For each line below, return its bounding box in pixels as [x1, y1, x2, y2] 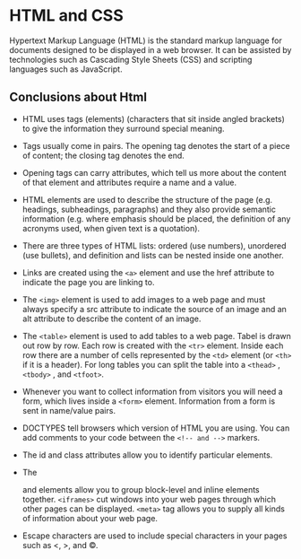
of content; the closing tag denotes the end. [21, 150, 185, 161]
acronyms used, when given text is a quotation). [21, 223, 200, 233]
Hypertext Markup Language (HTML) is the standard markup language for [9, 35, 282, 46]
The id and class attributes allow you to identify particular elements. [21, 450, 273, 460]
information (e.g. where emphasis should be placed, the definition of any [21, 213, 291, 224]
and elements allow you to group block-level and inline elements [21, 484, 260, 494]
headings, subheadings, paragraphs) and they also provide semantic [21, 204, 276, 214]
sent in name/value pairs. [21, 405, 116, 415]
